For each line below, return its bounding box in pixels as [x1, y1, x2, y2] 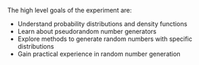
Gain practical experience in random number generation [17, 49, 181, 58]
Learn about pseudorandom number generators [17, 28, 157, 35]
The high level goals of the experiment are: [7, 6, 132, 14]
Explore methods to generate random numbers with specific [17, 35, 193, 43]
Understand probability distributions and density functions [17, 20, 188, 28]
